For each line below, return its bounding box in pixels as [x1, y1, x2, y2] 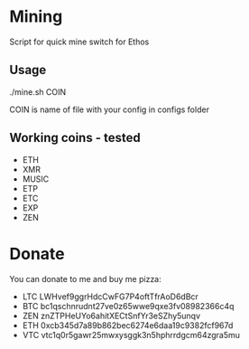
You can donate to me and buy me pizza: [9, 273, 162, 284]
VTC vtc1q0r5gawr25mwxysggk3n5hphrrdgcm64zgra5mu [22, 329, 241, 340]
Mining [9, 6, 63, 27]
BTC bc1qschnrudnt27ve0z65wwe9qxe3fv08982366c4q [22, 300, 235, 311]
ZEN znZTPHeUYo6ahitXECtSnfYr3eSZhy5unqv [22, 310, 201, 321]
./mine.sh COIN [9, 86, 67, 97]
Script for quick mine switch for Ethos [9, 36, 150, 47]
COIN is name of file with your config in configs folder [9, 104, 210, 115]
